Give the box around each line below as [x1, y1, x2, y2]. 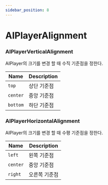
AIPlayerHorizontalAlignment [5, 118, 80, 125]
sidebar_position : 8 [5, 7, 50, 13]
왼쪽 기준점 [29, 152, 54, 159]
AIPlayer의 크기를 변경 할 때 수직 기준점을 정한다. [5, 60, 103, 67]
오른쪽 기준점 [29, 171, 59, 178]
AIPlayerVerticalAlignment [5, 48, 73, 55]
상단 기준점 [29, 83, 54, 90]
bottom [8, 102, 24, 108]
